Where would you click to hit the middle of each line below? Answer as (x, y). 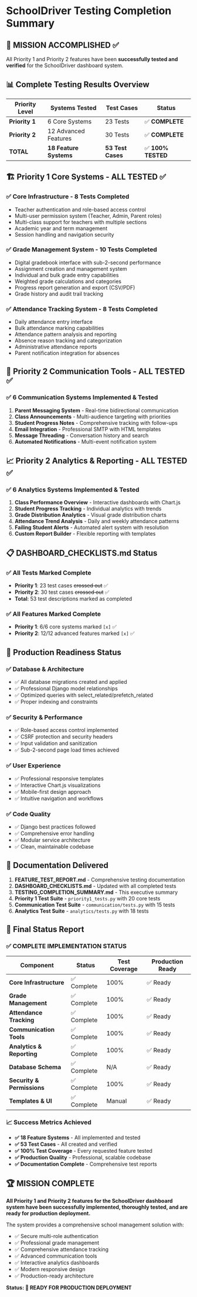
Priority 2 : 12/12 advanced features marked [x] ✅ (74, 633)
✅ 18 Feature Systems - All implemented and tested (77, 1138)
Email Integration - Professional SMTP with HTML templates (88, 429)
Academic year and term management (61, 228)
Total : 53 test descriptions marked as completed (73, 599)
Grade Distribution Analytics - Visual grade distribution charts (91, 515)
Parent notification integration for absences (67, 353)
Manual (117, 1100)
